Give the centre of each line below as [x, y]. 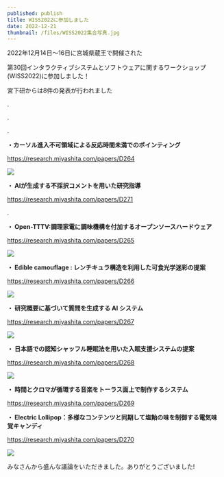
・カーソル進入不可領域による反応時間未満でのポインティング [94, 145]
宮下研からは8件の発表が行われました [60, 90]
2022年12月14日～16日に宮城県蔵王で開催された [75, 53]
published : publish [35, 13]
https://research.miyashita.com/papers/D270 [71, 440]
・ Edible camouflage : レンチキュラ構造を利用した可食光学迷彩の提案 [107, 267]
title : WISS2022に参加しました [48, 20]
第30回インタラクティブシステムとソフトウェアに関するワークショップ [107, 68]
